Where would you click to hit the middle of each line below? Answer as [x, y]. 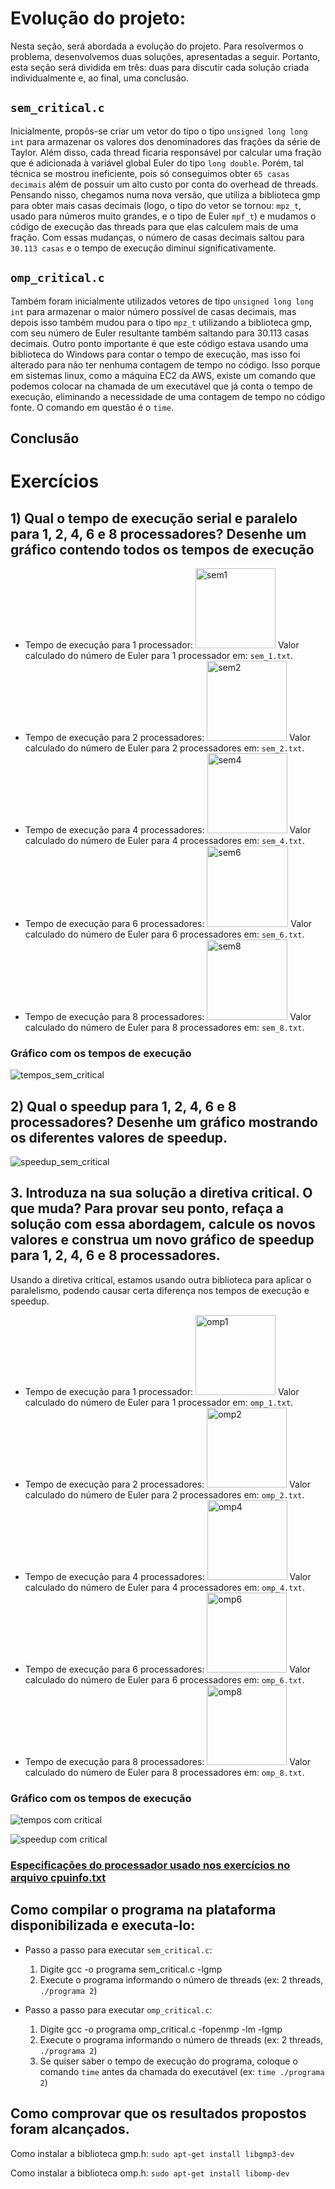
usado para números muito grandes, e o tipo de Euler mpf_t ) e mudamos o [163, 216]
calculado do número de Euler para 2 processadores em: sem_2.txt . [164, 748]
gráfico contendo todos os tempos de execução [162, 549]
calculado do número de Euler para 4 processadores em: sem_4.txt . [164, 840]
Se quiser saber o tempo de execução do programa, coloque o [168, 2061]
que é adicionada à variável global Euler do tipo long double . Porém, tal [157, 163]
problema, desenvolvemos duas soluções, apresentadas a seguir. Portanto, [165, 56]
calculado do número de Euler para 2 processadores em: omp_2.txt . [164, 1494]
